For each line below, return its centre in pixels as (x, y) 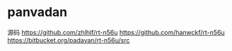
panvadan (37, 12)
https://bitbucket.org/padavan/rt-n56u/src (69, 40)
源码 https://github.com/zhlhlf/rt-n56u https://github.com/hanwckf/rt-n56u (116, 32)
